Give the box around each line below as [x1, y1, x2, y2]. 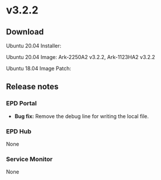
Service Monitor [6, 155, 53, 163]
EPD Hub [6, 127, 32, 135]
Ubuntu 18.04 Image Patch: [6, 65, 71, 72]
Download [6, 27, 44, 37]
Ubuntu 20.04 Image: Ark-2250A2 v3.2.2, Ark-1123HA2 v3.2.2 [6, 54, 156, 60]
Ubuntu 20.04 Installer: [6, 42, 62, 49]
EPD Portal [6, 99, 37, 108]
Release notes [6, 82, 59, 92]
